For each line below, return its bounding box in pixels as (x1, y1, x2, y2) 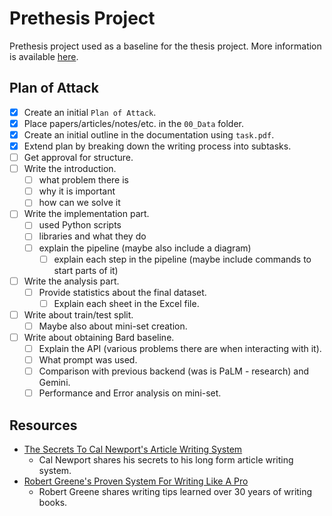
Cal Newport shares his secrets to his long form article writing (38, 454, 294, 466)
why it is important (38, 185, 116, 197)
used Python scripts (38, 219, 122, 231)
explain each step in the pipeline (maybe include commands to (53, 253, 312, 265)
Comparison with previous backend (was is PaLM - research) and (38, 365, 310, 377)
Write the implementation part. (23, 208, 150, 220)
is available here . (9, 50, 79, 62)
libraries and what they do (38, 230, 147, 242)
